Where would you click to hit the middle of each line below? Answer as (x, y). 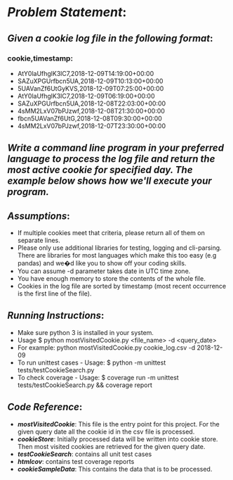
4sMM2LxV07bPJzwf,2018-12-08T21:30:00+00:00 (91, 110)
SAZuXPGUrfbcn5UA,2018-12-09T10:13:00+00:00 (90, 81)
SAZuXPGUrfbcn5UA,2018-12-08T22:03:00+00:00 (92, 103)
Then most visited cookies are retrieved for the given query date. (111, 446)
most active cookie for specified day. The (100, 170)
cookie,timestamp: (40, 58)
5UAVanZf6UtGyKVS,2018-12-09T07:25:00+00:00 (91, 88)
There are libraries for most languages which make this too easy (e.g (117, 255)
